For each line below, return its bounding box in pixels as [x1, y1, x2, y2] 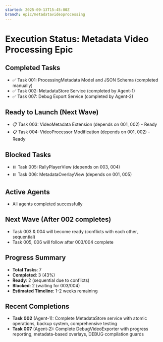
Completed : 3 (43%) [12, 272, 55, 278]
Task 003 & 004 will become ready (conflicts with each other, [12, 228, 138, 234]
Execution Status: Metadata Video [5, 33, 149, 45]
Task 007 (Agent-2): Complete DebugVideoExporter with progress [12, 326, 149, 332]
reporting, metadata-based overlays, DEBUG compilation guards [12, 331, 144, 337]
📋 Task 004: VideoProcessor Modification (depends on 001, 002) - [12, 129, 150, 135]
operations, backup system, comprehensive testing [12, 321, 117, 327]
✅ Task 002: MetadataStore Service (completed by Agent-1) [12, 87, 135, 93]
